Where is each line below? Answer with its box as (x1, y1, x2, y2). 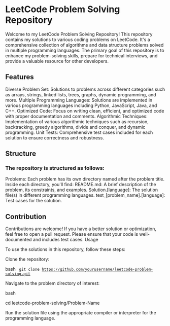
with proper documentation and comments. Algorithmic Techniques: (5, 113, 148, 119)
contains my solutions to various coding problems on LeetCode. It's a (5, 37, 151, 43)
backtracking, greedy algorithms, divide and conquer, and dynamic (5, 124, 146, 130)
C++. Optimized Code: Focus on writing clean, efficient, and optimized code (5, 107, 164, 114)
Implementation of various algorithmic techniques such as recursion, (5, 118, 149, 125)
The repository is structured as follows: (5, 165, 105, 172)
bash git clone (5, 266, 40, 272)
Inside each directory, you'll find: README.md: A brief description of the (5, 182, 156, 188)
